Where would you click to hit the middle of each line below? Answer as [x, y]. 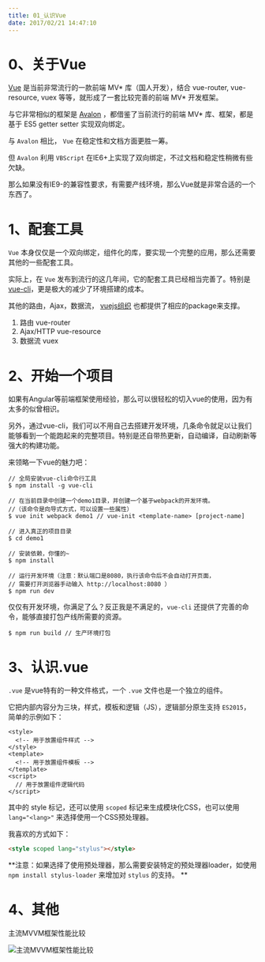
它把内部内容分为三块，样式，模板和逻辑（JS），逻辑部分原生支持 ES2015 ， [129, 707]
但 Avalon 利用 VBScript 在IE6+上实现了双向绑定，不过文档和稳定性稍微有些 [131, 158]
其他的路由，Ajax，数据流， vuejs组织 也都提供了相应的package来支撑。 [126, 306]
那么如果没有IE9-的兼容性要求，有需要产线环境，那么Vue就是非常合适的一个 [132, 184]
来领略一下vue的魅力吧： [49, 462]
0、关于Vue [47, 64]
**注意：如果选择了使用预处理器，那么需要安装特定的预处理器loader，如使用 [132, 865]
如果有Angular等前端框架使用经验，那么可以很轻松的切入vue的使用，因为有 [131, 399]
